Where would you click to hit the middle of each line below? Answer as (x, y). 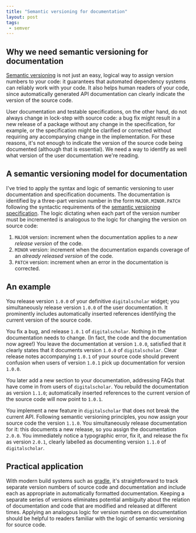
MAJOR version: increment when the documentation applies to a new (96, 237)
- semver (19, 28)
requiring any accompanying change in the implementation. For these (90, 137)
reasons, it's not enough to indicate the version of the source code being (94, 143)
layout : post (22, 17)
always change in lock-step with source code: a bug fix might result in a (93, 118)
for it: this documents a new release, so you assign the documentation (91, 429)
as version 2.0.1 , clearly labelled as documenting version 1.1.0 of (86, 442)
